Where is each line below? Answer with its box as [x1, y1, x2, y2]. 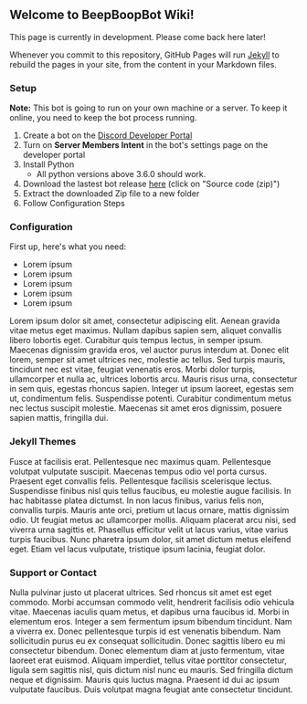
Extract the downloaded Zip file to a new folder [22, 188, 200, 199]
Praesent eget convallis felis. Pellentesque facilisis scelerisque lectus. [9, 475, 272, 487]
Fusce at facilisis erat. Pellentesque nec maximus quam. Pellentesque [9, 456, 271, 467]
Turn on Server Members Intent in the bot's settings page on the [22, 140, 269, 151]
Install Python [22, 159, 75, 170]
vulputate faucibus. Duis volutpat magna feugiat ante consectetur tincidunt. [9, 684, 293, 695]
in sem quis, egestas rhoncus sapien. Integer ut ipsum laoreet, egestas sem [9, 384, 294, 394]
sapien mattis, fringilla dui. [9, 413, 109, 424]
